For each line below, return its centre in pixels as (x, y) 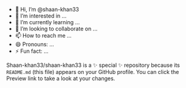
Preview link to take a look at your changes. (61, 78)
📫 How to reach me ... (43, 36)
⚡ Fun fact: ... (32, 51)
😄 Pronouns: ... (35, 44)
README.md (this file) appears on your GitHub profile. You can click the (93, 72)
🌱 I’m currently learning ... (47, 22)
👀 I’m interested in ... (41, 16)
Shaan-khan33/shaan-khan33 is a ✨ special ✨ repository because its (93, 65)
